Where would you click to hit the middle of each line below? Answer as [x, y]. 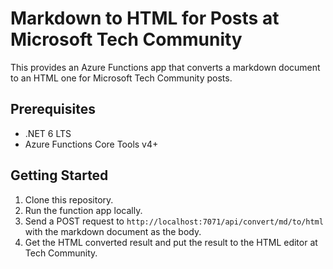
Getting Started [59, 175]
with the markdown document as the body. [113, 231]
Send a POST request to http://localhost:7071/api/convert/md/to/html [174, 221]
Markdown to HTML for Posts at [145, 18]
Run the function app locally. [83, 210]
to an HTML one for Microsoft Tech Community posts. [121, 78]
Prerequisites [53, 109]
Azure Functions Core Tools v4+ [91, 144]
